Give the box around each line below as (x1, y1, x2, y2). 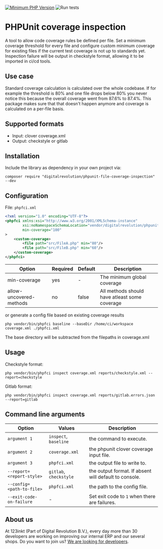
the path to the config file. (89, 483, 148, 490)
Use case (5, 72, 34, 81)
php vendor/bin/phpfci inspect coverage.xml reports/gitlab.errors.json (5, 393, 155, 398)
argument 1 (7, 436, 33, 441)
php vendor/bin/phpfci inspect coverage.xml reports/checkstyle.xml (5, 370, 147, 376)
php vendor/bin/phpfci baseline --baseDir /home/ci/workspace (5, 321, 133, 326)
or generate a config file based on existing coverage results (5, 312, 125, 318)
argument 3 (7, 460, 33, 466)
